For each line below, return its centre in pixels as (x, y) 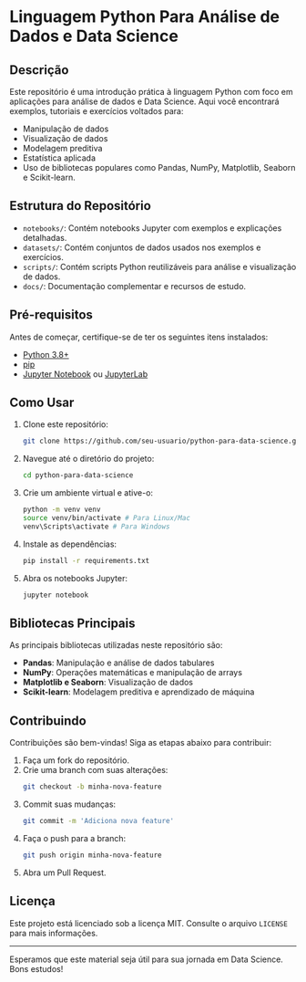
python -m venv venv (61, 510)
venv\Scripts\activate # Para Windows (96, 527)
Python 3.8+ (46, 354)
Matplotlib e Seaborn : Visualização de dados (108, 683)
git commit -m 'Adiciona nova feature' (98, 821)
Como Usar (42, 403)
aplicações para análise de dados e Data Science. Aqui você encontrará (144, 101)
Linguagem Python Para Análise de (145, 17)
